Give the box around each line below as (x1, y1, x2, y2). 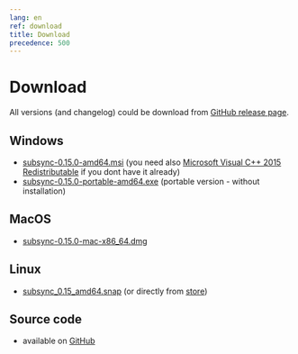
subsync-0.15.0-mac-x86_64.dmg (22, 235, 148, 246)
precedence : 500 (9, 38, 70, 48)
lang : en (9, 13, 42, 23)
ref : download (9, 22, 63, 31)
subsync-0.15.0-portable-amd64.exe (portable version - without (22, 177, 260, 186)
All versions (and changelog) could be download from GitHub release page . (9, 107, 290, 118)
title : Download (9, 30, 70, 39)
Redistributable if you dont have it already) (22, 167, 180, 177)
